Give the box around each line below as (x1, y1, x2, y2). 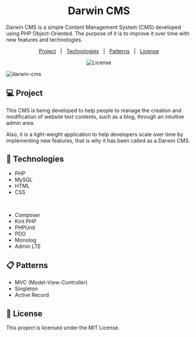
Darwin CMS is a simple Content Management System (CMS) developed (6, 24, 181, 31)
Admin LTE (14, 243, 41, 250)
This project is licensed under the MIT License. (6, 324, 120, 331)
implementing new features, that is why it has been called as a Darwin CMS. (6, 137, 190, 144)
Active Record (14, 292, 49, 299)
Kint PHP (14, 217, 36, 224)
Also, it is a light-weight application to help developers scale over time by (6, 131, 184, 138)
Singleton (14, 285, 38, 292)
